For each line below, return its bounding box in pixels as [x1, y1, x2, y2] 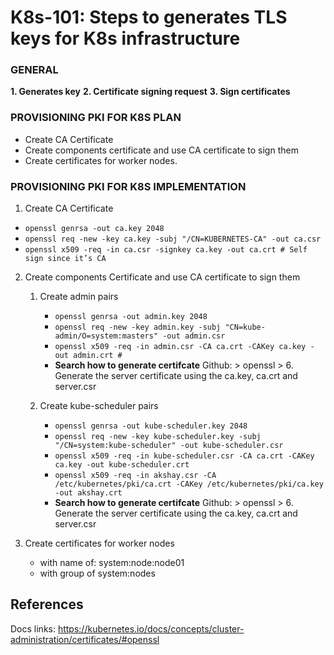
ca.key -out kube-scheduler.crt [54, 460, 190, 470]
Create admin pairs [39, 291, 119, 303]
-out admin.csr [162, 331, 226, 341]
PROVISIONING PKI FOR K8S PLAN [10, 111, 182, 125]
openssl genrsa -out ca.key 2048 [24, 224, 165, 234]
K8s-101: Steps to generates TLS [10, 6, 288, 29]
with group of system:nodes [39, 567, 156, 580]
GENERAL [10, 63, 59, 77]
